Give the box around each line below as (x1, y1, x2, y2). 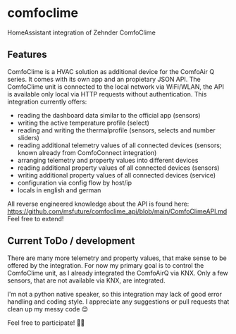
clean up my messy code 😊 (7, 304, 89, 313)
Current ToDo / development (7, 235, 135, 247)
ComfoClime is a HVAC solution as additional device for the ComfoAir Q (7, 67, 215, 75)
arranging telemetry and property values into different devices (17, 156, 199, 164)
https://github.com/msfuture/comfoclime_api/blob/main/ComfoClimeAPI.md (7, 206, 228, 216)
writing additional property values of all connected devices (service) (17, 171, 216, 179)
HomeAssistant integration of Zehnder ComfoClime (7, 28, 156, 37)
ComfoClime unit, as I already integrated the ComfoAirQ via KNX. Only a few (7, 268, 229, 277)
